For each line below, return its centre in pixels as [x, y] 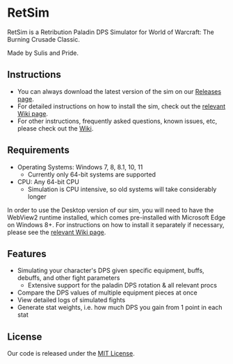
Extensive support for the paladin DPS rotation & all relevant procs [122, 286]
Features [27, 254]
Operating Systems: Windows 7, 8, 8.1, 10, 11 [80, 167]
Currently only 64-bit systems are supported [92, 174]
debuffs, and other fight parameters [69, 278]
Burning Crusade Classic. [43, 39]
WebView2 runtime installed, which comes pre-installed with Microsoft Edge [116, 217]
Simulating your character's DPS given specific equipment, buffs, [111, 271]
